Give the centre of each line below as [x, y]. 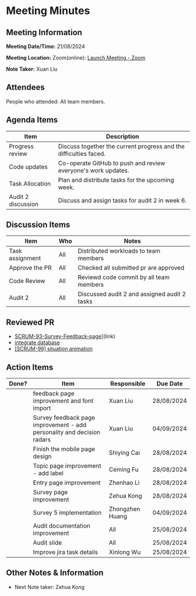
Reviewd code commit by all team [124, 277]
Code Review [27, 281]
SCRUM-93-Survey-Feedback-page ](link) [65, 336]
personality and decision [67, 432]
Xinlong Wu [125, 552]
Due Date [170, 384]
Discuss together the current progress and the [121, 146]
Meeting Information [44, 32]
